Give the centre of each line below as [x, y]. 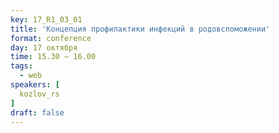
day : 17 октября [44, 47]
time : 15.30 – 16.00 [53, 57]
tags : [21, 66]
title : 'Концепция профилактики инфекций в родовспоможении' [140, 29]
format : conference [51, 38]
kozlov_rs [39, 94]
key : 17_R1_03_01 [46, 19]
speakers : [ [35, 85]
